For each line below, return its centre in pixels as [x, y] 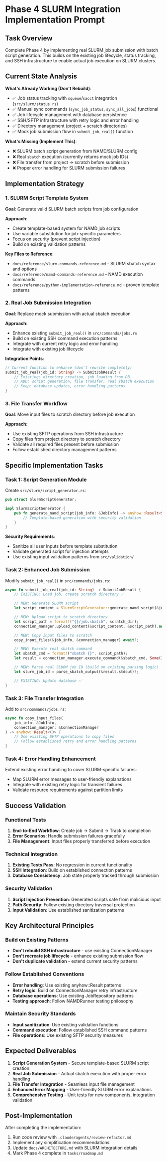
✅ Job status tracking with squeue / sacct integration [65, 98]
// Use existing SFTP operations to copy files [64, 737]
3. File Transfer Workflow [37, 403]
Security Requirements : [30, 536]
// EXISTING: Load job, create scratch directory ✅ [69, 594]
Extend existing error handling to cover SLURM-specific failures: [71, 770]
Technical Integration [32, 854]
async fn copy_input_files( [34, 718]
